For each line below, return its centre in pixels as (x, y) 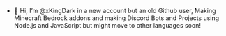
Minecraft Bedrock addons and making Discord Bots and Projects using (116, 18)
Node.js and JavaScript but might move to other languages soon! (107, 25)
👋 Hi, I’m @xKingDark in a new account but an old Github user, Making (115, 11)
